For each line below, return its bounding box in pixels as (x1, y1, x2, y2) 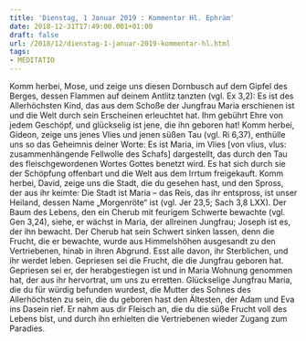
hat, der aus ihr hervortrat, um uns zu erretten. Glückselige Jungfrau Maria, (9, 274, 292, 285)
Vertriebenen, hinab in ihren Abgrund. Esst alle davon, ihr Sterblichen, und (9, 245, 289, 256)
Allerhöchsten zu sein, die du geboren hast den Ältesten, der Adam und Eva (9, 294, 295, 305)
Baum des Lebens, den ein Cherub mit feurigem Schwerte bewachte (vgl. (9, 207, 286, 217)
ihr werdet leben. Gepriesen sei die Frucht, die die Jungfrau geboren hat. (9, 255, 284, 265)
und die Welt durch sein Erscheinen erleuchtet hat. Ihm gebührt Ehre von (9, 110, 284, 120)
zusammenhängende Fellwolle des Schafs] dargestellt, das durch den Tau (9, 149, 288, 160)
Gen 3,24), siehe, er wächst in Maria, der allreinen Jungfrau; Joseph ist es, (9, 216, 290, 227)
